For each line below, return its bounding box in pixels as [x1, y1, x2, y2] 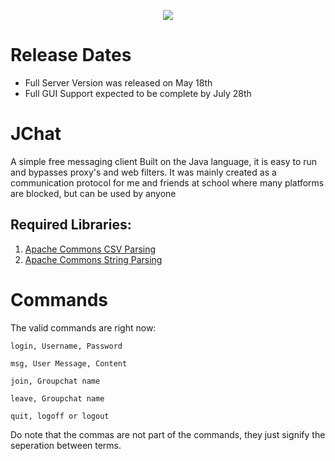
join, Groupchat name [10, 376, 101, 386]
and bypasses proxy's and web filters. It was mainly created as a [10, 166, 277, 178]
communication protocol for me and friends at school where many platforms [10, 176, 325, 189]
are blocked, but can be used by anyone [10, 187, 177, 199]
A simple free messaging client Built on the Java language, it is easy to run [10, 155, 318, 167]
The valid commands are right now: [10, 321, 157, 334]
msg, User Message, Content [10, 358, 128, 369]
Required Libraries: [10, 216, 132, 234]
